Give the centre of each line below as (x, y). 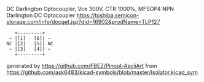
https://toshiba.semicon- (108, 15)
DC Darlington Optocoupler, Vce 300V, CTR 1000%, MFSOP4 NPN (90, 9)
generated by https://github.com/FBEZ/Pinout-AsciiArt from (82, 66)
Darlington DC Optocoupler (41, 15)
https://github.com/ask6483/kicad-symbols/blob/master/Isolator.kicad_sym (102, 72)
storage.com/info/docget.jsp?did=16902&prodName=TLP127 (83, 22)
